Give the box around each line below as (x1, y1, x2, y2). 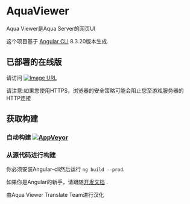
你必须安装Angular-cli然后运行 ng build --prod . (6, 165, 125, 173)
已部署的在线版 (6, 57, 62, 67)
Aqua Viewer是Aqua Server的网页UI (6, 25, 96, 32)
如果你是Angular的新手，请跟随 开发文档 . (6, 179, 109, 186)
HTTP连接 (6, 94, 31, 102)
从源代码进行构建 (6, 150, 56, 159)
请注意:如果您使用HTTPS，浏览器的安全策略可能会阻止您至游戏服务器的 (6, 87, 184, 94)
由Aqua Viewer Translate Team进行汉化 (6, 191, 104, 199)
